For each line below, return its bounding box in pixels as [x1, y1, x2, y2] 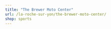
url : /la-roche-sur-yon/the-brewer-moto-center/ [5, 12, 107, 17]
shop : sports [5, 16, 32, 21]
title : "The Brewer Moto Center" [5, 7, 74, 12]
